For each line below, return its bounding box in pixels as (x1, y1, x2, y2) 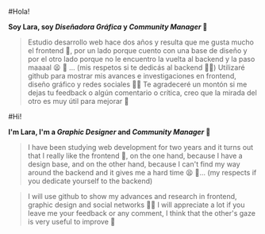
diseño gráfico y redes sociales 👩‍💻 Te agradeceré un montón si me (27, 79, 248, 89)
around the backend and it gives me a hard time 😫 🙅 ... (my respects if (27, 168, 257, 177)
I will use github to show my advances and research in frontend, (27, 192, 237, 201)
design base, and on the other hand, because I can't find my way (27, 159, 240, 169)
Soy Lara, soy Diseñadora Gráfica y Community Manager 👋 (8, 22, 208, 31)
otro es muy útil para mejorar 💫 (27, 97, 129, 105)
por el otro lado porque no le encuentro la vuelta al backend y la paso (27, 55, 255, 63)
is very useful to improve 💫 (27, 217, 116, 226)
